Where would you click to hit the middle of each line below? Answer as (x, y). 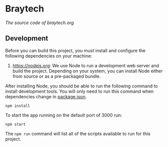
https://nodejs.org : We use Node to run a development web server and (86, 65)
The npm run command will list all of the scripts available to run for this (78, 133)
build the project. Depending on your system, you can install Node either (88, 71)
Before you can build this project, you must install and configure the (75, 50)
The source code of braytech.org (39, 23)
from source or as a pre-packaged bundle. (57, 76)
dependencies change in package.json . (46, 96)
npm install (18, 106)
